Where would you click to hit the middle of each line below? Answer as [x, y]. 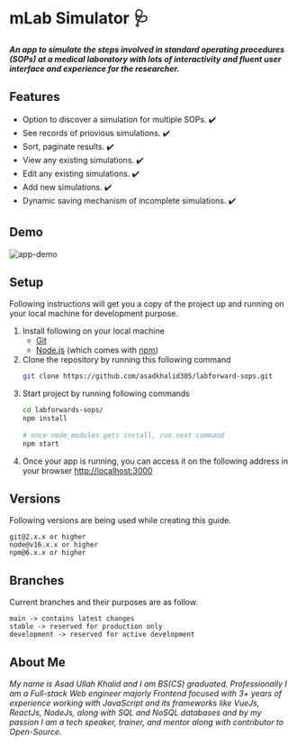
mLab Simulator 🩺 [79, 18]
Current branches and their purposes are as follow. [103, 603]
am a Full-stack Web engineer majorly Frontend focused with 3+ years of [146, 694]
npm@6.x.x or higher [48, 553]
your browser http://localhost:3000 [87, 470]
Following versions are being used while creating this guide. [120, 520]
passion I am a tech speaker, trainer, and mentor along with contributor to [147, 723]
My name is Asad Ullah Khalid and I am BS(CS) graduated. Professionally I [148, 684]
